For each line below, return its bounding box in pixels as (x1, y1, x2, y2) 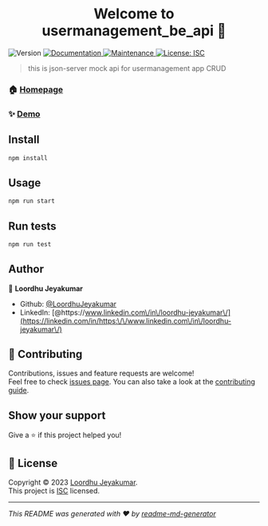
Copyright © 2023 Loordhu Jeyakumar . (8, 477, 138, 487)
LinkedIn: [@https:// (19, 308, 85, 317)
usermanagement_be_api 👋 (41, 22, 227, 40)
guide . (8, 386, 30, 395)
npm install (8, 154, 48, 162)
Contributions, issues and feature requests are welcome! (8, 368, 195, 379)
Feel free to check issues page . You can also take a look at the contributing (8, 377, 255, 387)
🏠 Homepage (8, 84, 64, 95)
